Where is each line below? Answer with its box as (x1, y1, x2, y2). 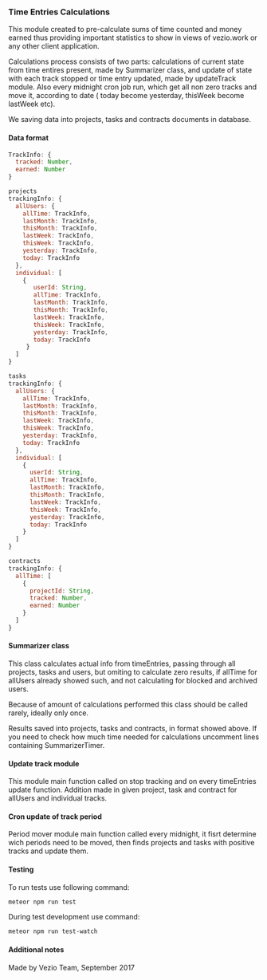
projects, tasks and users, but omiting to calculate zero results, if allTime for (8, 667, 257, 676)
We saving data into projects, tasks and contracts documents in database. (8, 115, 252, 124)
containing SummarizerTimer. (8, 740, 105, 750)
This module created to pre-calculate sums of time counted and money (8, 25, 242, 34)
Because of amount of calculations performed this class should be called (8, 699, 249, 709)
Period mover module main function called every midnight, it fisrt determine (8, 829, 257, 839)
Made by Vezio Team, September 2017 (8, 962, 135, 972)
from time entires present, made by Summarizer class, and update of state (8, 65, 253, 75)
